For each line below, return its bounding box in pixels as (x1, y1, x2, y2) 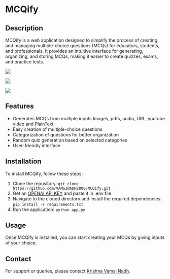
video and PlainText (12, 121, 54, 127)
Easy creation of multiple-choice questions (12, 126, 103, 132)
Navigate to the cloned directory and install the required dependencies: (12, 195, 162, 201)
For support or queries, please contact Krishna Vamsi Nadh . (5, 268, 130, 274)
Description (5, 24, 43, 32)
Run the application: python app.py (12, 206, 85, 213)
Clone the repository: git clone (12, 180, 79, 186)
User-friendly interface (12, 142, 61, 148)
